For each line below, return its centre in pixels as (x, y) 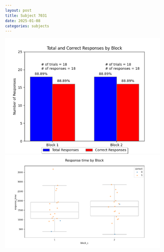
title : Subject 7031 (26, 15)
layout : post (18, 10)
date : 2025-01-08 (23, 21)
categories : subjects (27, 26)
